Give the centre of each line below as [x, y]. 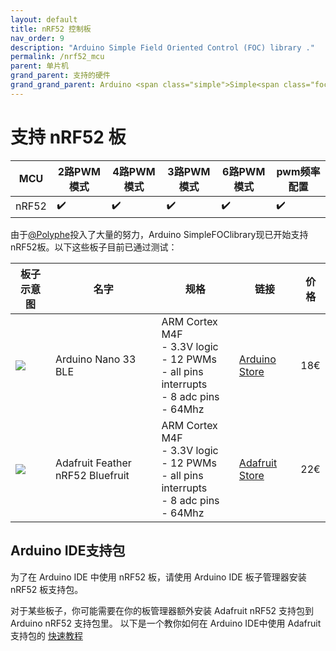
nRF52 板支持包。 [47, 589]
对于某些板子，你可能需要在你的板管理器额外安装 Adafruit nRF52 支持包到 [162, 610]
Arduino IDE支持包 [68, 551]
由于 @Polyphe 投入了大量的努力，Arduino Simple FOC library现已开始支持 [159, 234]
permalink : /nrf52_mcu [57, 57]
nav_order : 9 [37, 38]
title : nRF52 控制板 [51, 29]
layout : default [44, 19]
